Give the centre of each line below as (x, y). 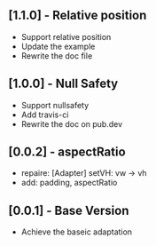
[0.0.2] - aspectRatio (67, 152)
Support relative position (66, 36)
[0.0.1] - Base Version (69, 210)
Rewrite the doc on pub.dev (72, 123)
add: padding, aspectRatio (69, 183)
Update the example (58, 46)
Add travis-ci (45, 115)
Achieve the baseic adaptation (77, 232)
